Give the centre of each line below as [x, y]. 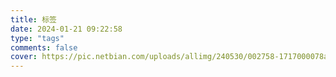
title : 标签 [33, 19]
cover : [24, 57]
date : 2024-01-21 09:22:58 [66, 29]
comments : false [44, 47]
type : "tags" [37, 38]
